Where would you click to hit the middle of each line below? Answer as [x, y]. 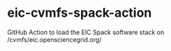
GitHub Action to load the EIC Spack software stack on [86, 32]
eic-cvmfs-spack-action [80, 13]
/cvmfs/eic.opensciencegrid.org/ [54, 39]
